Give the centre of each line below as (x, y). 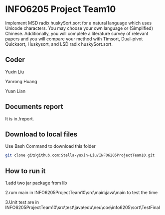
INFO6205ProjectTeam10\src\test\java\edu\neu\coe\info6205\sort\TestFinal (83, 208)
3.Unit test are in (22, 202)
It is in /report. (20, 118)
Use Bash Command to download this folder (50, 146)
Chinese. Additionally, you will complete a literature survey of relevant (77, 33)
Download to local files (41, 134)
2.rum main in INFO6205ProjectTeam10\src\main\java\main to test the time (82, 193)
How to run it (25, 171)
